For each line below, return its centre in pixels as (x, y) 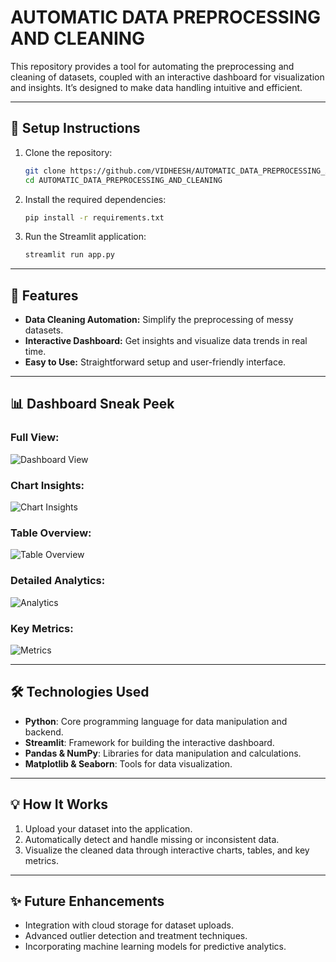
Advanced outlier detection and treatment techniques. (136, 936)
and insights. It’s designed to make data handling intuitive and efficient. (156, 87)
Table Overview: (51, 533)
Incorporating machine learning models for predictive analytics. (155, 947)
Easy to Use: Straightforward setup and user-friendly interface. (155, 362)
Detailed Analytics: (58, 581)
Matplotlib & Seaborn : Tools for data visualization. (128, 763)
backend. (44, 732)
